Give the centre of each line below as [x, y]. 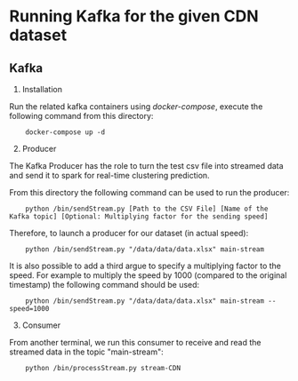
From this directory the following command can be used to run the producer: [149, 192]
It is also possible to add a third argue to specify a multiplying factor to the [145, 266]
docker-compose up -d [65, 132]
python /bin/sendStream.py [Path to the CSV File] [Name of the [147, 209]
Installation [42, 89]
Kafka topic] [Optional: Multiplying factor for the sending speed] [139, 217]
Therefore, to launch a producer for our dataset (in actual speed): [129, 233]
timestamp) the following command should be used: [105, 285]
